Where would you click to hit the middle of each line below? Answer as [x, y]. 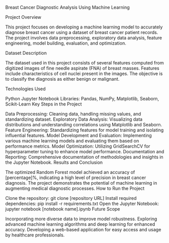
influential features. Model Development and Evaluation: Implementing [79, 135]
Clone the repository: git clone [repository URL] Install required [71, 198]
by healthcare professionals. [35, 235]
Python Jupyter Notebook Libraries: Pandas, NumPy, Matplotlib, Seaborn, [82, 99]
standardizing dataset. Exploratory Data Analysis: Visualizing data [74, 119]
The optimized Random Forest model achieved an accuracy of [70, 172]
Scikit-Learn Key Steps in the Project [44, 104]
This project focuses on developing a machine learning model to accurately [84, 27]
